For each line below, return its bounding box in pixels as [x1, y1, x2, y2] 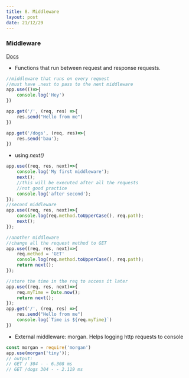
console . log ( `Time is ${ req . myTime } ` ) [17, 317, 112, 323]
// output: [6, 355, 33, 361]
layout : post [6, 14, 38, 20]
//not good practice [17, 185, 67, 191]
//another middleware [6, 235, 60, 241]
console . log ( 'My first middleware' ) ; [17, 169, 110, 175]
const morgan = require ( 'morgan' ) [6, 344, 92, 350]
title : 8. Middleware [6, 8, 60, 15]
